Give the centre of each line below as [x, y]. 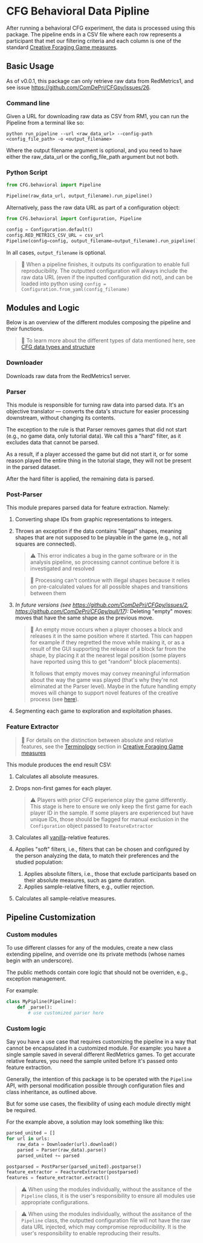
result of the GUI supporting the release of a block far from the [108, 649]
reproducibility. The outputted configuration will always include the [104, 270]
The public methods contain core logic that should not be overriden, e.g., [97, 972]
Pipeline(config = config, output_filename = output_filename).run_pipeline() [102, 241]
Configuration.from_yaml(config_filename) [75, 289]
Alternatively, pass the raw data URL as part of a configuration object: [93, 208]
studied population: [39, 862]
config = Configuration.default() [50, 229]
